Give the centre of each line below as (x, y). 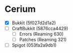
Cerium (20, 9)
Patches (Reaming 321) (43, 40)
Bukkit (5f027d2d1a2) (34, 23)
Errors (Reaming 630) (41, 34)
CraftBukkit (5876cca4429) (40, 28)
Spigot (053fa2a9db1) (34, 45)
